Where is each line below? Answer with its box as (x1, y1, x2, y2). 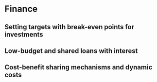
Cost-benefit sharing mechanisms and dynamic (4, 63, 153, 71)
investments (4, 30, 43, 38)
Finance (4, 3, 38, 15)
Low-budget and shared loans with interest (4, 47, 138, 55)
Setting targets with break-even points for (4, 23, 135, 31)
